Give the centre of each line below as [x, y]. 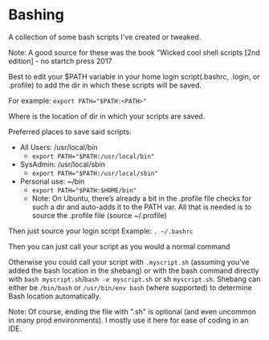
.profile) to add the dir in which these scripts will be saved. [105, 85]
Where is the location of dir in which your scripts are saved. [107, 116]
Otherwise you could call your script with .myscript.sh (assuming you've [129, 261]
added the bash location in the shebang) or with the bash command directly [134, 270]
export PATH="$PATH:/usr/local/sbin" [95, 173]
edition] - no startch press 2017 [60, 61]
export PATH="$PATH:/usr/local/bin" [93, 156]
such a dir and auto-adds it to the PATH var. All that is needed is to [141, 207]
